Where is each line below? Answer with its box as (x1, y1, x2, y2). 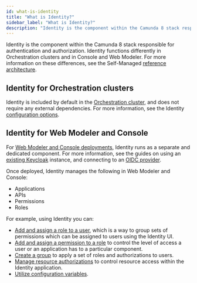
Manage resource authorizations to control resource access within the (14, 258, 185, 265)
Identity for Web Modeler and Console (6, 128, 148, 138)
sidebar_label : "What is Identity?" (6, 19, 96, 25)
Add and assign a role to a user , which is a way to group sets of (14, 227, 168, 234)
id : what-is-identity (6, 8, 59, 15)
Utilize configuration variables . (14, 270, 89, 277)
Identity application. (14, 264, 63, 271)
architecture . (6, 66, 37, 73)
